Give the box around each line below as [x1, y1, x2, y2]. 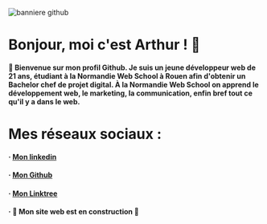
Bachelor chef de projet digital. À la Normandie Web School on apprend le [8, 79, 259, 89]
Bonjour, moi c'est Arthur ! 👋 [8, 36, 201, 54]
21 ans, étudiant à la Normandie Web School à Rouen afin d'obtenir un [8, 71, 246, 80]
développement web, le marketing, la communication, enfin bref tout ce [8, 88, 253, 98]
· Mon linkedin [8, 152, 57, 161]
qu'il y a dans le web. [8, 96, 80, 106]
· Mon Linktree [8, 189, 58, 198]
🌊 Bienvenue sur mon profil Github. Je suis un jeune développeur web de [8, 63, 256, 72]
